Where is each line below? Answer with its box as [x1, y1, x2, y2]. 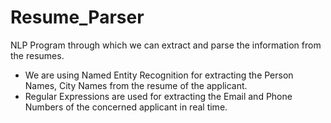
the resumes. [10, 49, 65, 61]
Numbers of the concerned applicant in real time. [24, 101, 228, 113]
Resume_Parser [10, 6, 145, 29]
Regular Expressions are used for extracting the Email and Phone [24, 90, 293, 102]
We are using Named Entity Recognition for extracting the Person [24, 69, 294, 81]
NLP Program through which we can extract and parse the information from [10, 39, 322, 51]
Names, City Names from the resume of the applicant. [24, 79, 248, 91]
